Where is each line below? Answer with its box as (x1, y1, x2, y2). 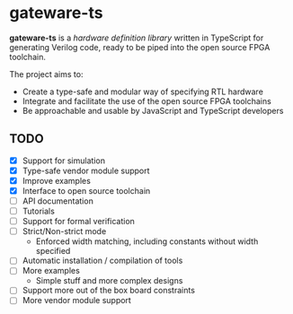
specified (35, 246, 71, 257)
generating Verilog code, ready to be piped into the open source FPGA (9, 41, 271, 52)
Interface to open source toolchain (22, 185, 151, 196)
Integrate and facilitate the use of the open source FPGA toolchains (22, 95, 271, 106)
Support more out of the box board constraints (22, 285, 196, 296)
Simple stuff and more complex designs (35, 275, 183, 286)
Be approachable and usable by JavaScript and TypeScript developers (22, 105, 284, 116)
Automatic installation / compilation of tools (22, 255, 183, 266)
